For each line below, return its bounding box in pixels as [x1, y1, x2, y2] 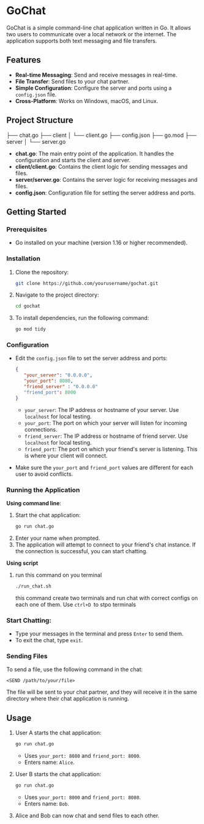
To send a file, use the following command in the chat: [6, 666, 143, 673]
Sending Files [6, 651, 48, 660]
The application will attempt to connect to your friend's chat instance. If [15, 541, 196, 548]
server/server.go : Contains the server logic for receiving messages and [15, 176, 198, 183]
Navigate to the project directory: [15, 291, 99, 298]
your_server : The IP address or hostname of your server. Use [24, 406, 179, 413]
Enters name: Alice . [24, 759, 75, 766]
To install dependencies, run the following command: [15, 314, 149, 322]
